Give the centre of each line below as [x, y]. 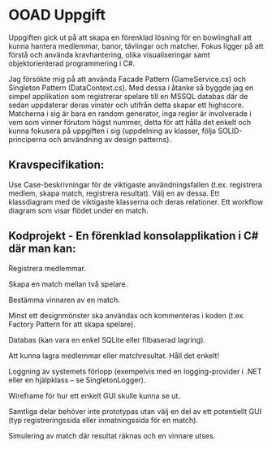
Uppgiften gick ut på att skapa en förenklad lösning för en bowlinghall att [130, 37]
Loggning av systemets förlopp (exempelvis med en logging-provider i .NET [135, 371]
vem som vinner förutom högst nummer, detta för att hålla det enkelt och [130, 122]
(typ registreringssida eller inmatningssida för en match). [104, 420]
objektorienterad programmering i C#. [72, 63]
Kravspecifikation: [56, 165]
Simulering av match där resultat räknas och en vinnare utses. [112, 435]
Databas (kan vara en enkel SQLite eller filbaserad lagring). [107, 339]
